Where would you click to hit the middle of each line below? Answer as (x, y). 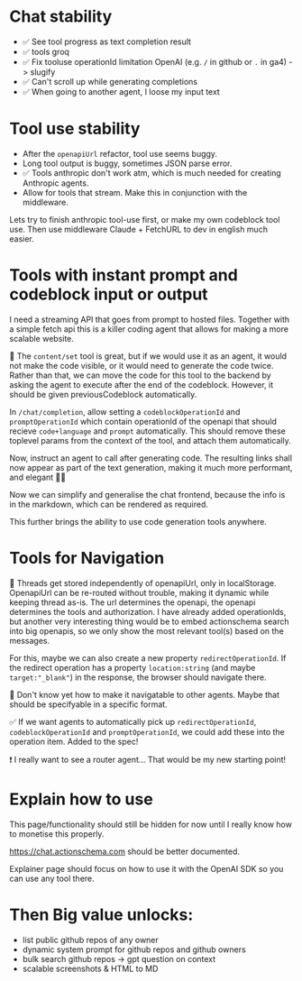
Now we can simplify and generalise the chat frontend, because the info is (147, 494)
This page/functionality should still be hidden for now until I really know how (151, 824)
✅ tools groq (46, 51)
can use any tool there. (52, 878)
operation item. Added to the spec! (74, 741)
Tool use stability (75, 129)
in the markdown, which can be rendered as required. (109, 504)
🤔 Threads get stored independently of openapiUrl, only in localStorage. (143, 582)
